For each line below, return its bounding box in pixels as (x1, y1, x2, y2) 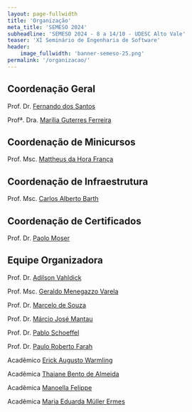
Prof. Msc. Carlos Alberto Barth (7, 195, 99, 203)
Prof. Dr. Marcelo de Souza (7, 300, 87, 309)
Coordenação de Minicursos (7, 136, 137, 148)
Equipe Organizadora (7, 254, 103, 266)
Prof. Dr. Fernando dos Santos (7, 102, 96, 110)
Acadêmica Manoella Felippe (7, 383, 92, 391)
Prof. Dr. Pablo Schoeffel (7, 328, 80, 337)
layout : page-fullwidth (7, 10, 78, 18)
